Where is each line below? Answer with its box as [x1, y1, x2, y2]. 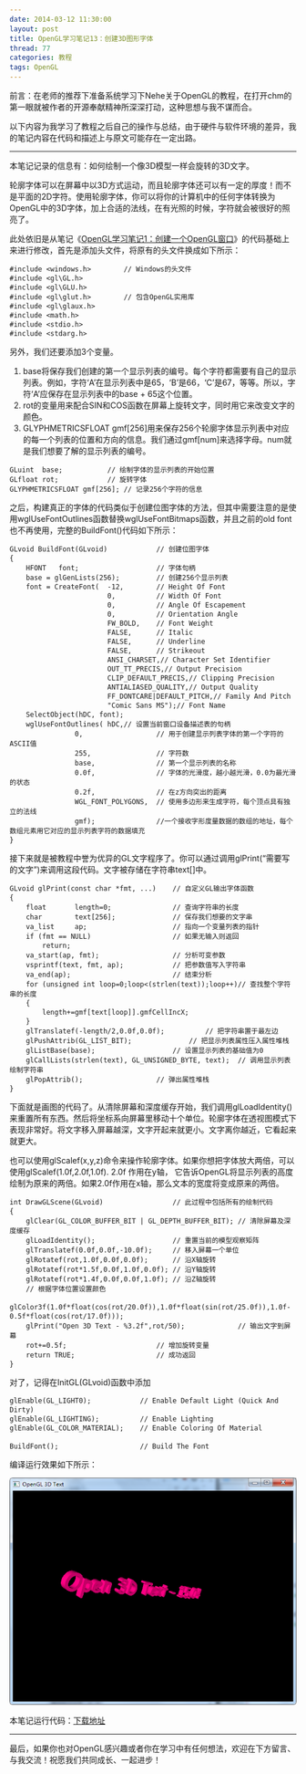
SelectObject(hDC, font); [25, 710, 125, 719]
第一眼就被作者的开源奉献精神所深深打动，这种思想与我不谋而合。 [9, 101, 257, 112]
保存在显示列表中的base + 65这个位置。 [47, 389, 198, 399]
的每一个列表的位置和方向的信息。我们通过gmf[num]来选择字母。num [22, 434, 284, 444]
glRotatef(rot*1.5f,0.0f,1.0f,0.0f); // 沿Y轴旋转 [25, 1265, 217, 1274]
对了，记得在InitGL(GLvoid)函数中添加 [9, 1377, 151, 1387]
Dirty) [9, 1405, 35, 1414]
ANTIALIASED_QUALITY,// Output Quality [107, 683, 259, 692]
